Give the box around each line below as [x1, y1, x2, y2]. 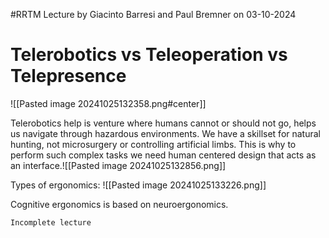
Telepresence [10, 65, 127, 88]
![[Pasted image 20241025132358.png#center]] [10, 97, 207, 109]
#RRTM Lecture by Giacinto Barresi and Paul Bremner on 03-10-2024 [10, 9, 297, 20]
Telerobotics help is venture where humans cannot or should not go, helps [10, 117, 317, 129]
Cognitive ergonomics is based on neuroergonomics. [10, 198, 229, 210]
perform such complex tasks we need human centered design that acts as [10, 149, 317, 161]
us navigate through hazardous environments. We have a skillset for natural [10, 127, 322, 139]
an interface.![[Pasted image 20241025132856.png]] [10, 159, 227, 171]
